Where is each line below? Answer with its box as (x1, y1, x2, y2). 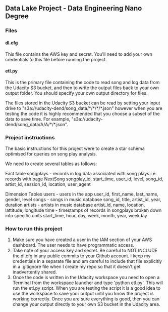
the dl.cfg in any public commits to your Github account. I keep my (12, 253, 151, 259)
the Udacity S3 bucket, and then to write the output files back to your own (5, 85, 159, 91)
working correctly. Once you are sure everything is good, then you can (12, 296, 160, 302)
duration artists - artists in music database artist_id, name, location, (5, 202, 145, 208)
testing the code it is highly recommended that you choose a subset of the (5, 110, 160, 116)
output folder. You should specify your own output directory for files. (5, 90, 148, 96)
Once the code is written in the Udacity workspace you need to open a (12, 275, 160, 281)
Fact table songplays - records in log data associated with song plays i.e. (5, 171, 157, 177)
